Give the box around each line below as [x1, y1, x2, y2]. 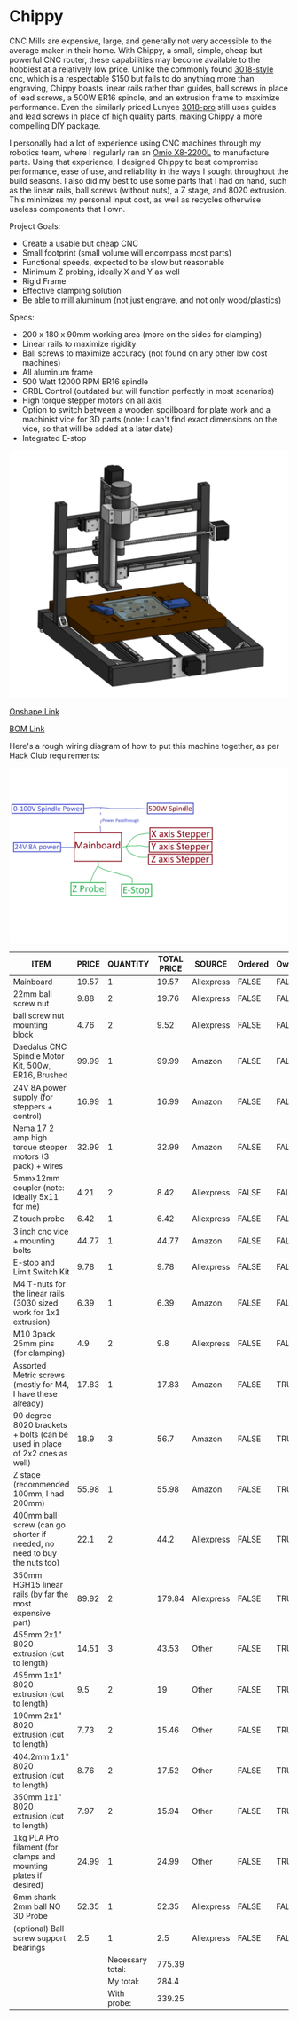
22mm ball [12, 988, 52, 999]
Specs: [9, 312, 35, 322]
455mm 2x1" [12, 1629, 62, 1639]
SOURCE [194, 959, 228, 969]
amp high [12, 1132, 47, 1142]
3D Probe [12, 1911, 49, 1921]
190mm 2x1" [12, 1710, 62, 1721]
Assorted [12, 1360, 47, 1370]
